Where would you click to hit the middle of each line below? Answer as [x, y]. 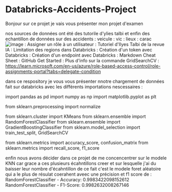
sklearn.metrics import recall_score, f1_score [52, 148]
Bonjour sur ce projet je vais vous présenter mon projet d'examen [74, 23]
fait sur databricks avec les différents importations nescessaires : [74, 87]
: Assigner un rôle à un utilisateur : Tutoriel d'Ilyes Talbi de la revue [95, 44]
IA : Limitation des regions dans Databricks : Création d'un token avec [79, 50]
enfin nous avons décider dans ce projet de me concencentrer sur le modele [86, 158]
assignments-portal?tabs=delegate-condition [53, 71]
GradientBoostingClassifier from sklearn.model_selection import [73, 127]
